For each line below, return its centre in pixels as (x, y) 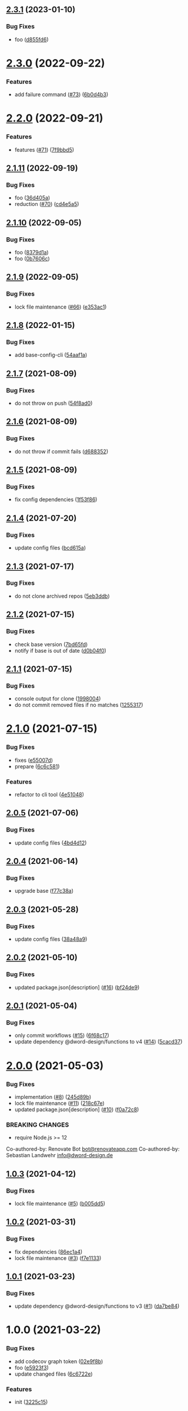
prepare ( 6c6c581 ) (37, 766)
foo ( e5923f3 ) (31, 1367)
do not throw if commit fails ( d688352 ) (61, 451)
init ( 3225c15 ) (31, 1402)
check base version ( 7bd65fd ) (51, 644)
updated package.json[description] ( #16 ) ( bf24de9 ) (77, 987)
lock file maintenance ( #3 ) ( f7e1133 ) (58, 1258)
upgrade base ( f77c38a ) (44, 891)
